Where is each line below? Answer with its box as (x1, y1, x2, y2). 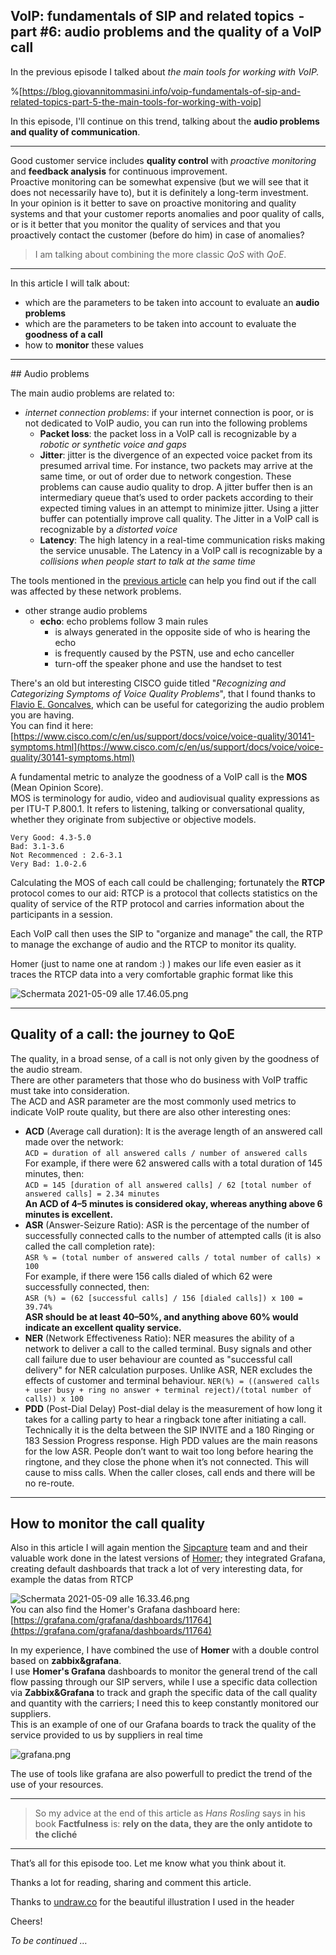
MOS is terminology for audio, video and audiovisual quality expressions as (10, 792, 320, 804)
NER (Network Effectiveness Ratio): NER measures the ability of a (24, 1332, 295, 1344)
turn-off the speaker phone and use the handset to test (54, 657, 282, 669)
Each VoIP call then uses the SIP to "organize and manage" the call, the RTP (10, 927, 323, 939)
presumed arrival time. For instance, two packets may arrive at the (39, 459, 313, 471)
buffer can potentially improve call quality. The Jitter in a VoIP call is (39, 512, 320, 524)
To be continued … (10, 1935, 88, 1947)
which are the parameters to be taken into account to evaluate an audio (24, 296, 320, 308)
